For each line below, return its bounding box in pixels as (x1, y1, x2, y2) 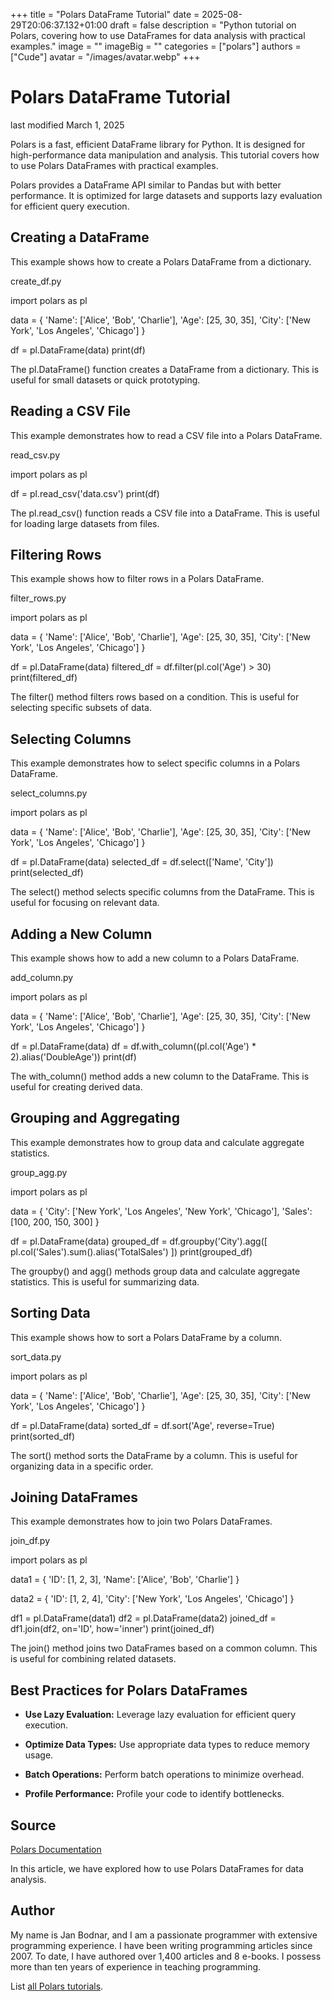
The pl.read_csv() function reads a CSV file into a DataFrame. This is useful (10, 507, 320, 519)
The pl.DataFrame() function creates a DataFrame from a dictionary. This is (10, 363, 320, 375)
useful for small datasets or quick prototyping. (10, 374, 201, 386)
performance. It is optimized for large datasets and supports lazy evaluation (10, 189, 323, 201)
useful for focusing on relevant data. (10, 897, 160, 909)
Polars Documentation (10, 1844, 102, 1856)
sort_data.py (10, 1350, 62, 1363)
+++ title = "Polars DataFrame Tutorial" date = (10, 9, 200, 20)
